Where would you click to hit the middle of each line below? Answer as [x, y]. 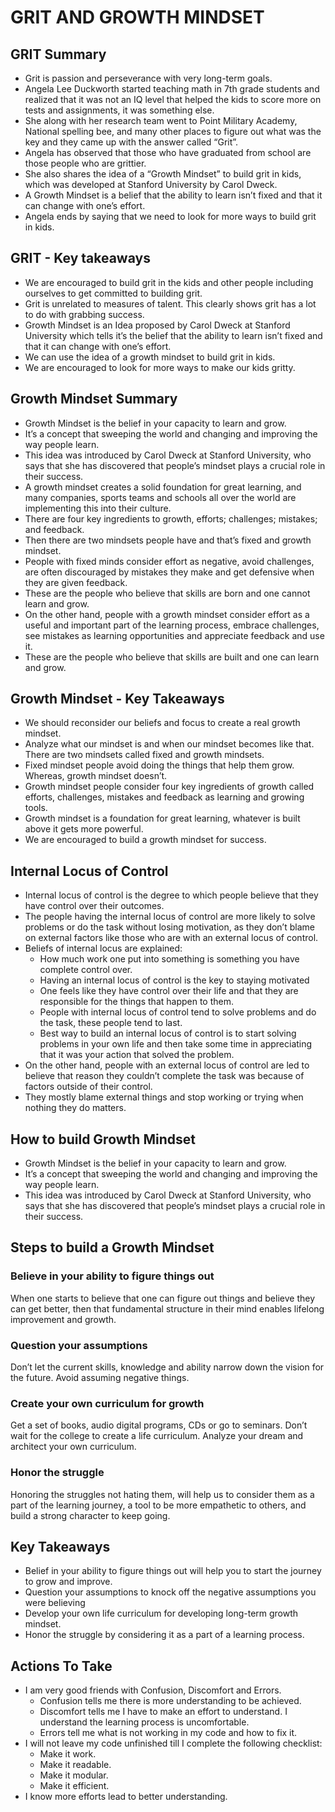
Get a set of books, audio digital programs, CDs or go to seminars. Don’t [159, 1425]
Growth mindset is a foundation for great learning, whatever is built [162, 818]
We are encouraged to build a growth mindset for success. [145, 840]
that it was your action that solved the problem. [137, 1055]
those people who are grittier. [85, 163]
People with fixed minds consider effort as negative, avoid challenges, [169, 561]
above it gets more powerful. [84, 829]
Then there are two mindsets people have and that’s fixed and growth [168, 540]
